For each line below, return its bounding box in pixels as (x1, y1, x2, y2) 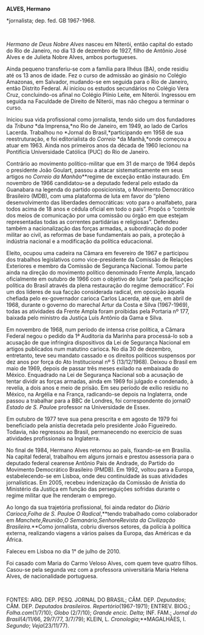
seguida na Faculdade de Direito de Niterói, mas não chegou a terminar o (6, 97, 189, 105)
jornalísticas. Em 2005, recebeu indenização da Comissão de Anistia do (6, 479, 186, 486)
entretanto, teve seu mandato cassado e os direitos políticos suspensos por (6, 352, 196, 359)
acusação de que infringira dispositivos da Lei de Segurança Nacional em (6, 339, 191, 346)
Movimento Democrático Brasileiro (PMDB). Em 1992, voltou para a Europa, (6, 466, 195, 473)
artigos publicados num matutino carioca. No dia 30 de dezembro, (6, 345, 172, 353)
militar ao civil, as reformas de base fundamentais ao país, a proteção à (6, 231, 185, 238)
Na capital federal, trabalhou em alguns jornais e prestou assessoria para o (6, 453, 194, 460)
